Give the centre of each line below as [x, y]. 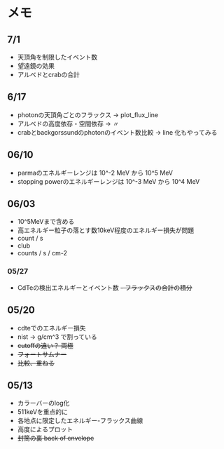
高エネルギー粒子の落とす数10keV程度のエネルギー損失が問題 [106, 230]
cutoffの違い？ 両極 [45, 345]
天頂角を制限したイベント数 [57, 57]
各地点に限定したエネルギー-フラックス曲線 [80, 421]
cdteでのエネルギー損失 [51, 328]
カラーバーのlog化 [43, 403]
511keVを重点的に [42, 412]
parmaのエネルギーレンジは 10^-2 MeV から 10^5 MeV [95, 173]
